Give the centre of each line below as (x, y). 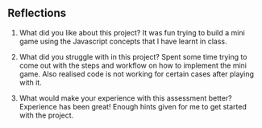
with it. (30, 82)
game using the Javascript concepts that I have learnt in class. (123, 41)
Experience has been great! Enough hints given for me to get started (133, 106)
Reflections (37, 13)
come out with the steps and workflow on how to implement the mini (133, 65)
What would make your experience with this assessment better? (126, 98)
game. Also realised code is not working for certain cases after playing (137, 74)
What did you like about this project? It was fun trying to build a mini (132, 32)
